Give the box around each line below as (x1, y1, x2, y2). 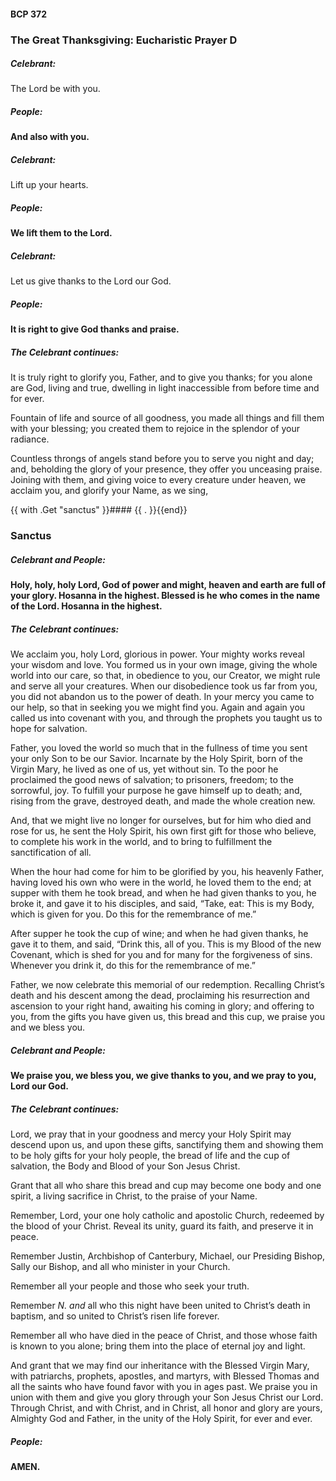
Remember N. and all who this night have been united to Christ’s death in (10, 1300, 311, 1312)
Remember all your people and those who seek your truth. (10, 1280, 250, 1292)
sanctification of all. (10, 846, 92, 859)
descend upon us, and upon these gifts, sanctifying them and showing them (10, 1139, 324, 1151)
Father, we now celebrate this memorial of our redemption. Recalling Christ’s (10, 979, 325, 991)
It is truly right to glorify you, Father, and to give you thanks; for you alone (10, 371, 313, 384)
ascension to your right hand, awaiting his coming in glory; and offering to (10, 1000, 315, 1012)
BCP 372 (10, 8, 48, 20)
